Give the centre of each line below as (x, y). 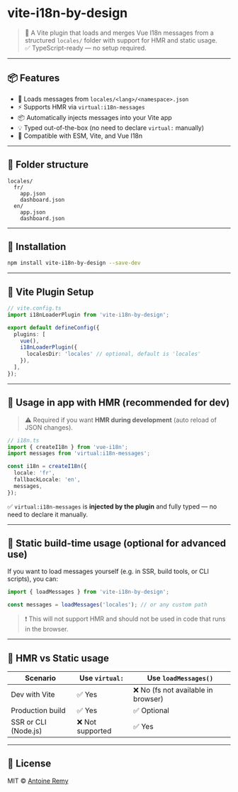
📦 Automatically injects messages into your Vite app (95, 117)
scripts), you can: (33, 579)
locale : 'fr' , (34, 473)
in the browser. (46, 629)
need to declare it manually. (48, 514)
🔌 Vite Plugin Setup (51, 292)
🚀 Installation (37, 246)
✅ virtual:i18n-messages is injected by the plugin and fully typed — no (112, 506)
